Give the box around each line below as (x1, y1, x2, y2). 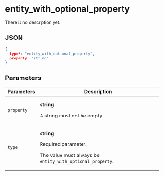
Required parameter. (40, 141, 87, 148)
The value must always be (40, 152, 100, 159)
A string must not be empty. (40, 112, 103, 119)
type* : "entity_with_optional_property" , (9, 51, 95, 56)
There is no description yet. (5, 20, 61, 25)
